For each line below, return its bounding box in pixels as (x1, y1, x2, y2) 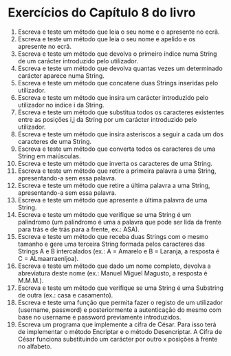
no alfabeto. (17, 342, 52, 350)
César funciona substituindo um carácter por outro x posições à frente (17, 335, 218, 343)
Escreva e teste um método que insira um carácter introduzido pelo (17, 93, 209, 101)
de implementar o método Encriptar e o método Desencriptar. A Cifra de (17, 327, 223, 335)
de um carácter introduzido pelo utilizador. (17, 56, 138, 65)
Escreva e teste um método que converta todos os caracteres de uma (17, 145, 216, 153)
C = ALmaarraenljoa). (17, 254, 79, 262)
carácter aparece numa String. (17, 71, 105, 80)
